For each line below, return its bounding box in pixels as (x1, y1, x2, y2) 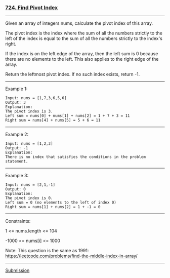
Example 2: (5, 131, 29, 138)
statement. (5, 159, 28, 164)
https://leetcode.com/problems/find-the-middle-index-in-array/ (5, 253, 138, 259)
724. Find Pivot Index (5, 4, 58, 11)
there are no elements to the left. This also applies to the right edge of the (5, 56, 159, 62)
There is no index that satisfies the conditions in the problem (5, 154, 146, 160)
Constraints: (5, 218, 31, 224)
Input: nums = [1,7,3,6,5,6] (5, 96, 67, 101)
